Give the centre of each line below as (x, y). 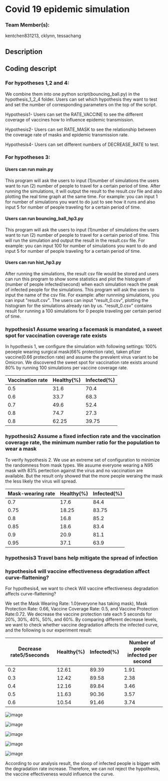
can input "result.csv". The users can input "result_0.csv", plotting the (77, 300)
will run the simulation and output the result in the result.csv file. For (75, 240)
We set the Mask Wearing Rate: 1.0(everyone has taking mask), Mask (76, 603)
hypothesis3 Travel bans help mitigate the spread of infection (81, 558)
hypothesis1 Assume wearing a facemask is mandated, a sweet (84, 330)
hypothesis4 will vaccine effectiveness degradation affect (77, 571)
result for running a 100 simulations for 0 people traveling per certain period (83, 311)
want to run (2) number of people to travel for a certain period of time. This (82, 235)
